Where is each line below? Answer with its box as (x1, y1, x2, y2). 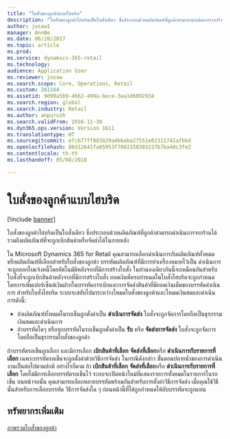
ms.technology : (7, 61, 51, 68)
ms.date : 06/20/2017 (7, 36, 66, 42)
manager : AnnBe (7, 29, 51, 36)
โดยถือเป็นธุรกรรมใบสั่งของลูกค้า (16, 333, 90, 341)
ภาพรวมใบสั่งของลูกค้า (7, 423, 57, 431)
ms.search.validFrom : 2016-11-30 (7, 118, 103, 125)
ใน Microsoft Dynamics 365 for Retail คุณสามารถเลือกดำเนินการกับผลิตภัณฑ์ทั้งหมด (7, 249, 215, 258)
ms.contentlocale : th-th (7, 150, 78, 158)
